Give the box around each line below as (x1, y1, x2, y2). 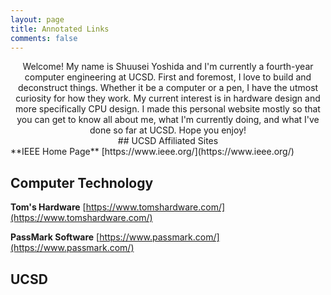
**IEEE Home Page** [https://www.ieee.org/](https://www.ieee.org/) (10, 146, 295, 158)
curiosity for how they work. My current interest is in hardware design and (15, 92, 321, 105)
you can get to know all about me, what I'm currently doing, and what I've (16, 114, 320, 126)
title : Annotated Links (10, 24, 110, 34)
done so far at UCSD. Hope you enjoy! (89, 124, 247, 136)
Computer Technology (10, 174, 154, 191)
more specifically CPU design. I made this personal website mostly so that (15, 103, 321, 115)
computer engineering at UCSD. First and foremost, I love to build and (24, 71, 312, 83)
